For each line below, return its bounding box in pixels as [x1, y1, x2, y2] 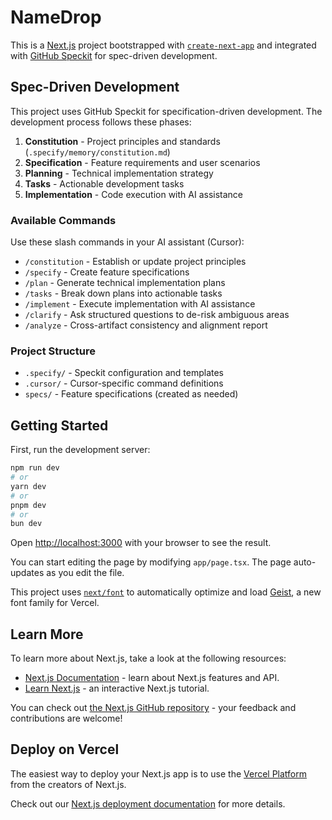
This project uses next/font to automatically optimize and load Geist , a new [10, 586, 322, 598]
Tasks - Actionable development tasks [24, 177, 185, 190]
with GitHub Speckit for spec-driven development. [10, 49, 218, 61]
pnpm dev [10, 500, 47, 510]
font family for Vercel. [10, 597, 100, 609]
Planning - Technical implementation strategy [24, 167, 214, 179]
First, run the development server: [10, 444, 151, 456]
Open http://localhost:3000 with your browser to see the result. [10, 537, 272, 549]
